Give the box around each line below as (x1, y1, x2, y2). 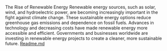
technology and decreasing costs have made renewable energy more (5, 25, 148, 31)
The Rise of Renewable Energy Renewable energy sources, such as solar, (5, 4, 156, 10)
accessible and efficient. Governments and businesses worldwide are (5, 30, 148, 36)
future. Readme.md (5, 41, 45, 46)
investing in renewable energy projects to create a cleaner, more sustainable (5, 35, 162, 41)
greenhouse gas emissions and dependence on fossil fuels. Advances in (5, 20, 154, 25)
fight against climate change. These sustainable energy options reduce (5, 15, 151, 20)
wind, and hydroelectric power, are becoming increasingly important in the (5, 9, 158, 15)
